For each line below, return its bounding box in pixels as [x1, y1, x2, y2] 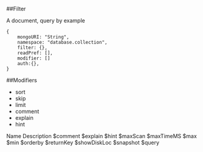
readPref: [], [17, 50, 53, 56]
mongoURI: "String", [17, 34, 69, 40]
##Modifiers [6, 77, 38, 84]
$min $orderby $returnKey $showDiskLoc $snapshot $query [6, 139, 160, 146]
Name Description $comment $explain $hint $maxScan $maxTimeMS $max [6, 133, 197, 139]
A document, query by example [6, 17, 85, 24]
